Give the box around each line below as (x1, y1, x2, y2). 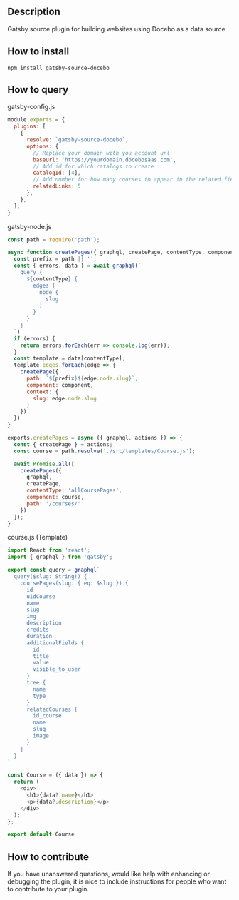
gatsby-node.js (7, 222, 52, 231)
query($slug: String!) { (14, 573, 87, 580)
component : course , (26, 494, 84, 501)
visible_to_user (33, 666, 81, 673)
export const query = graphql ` (7, 567, 100, 574)
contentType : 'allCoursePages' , (26, 487, 122, 495)
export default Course (7, 831, 75, 838)
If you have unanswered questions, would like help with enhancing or (7, 870, 210, 879)
